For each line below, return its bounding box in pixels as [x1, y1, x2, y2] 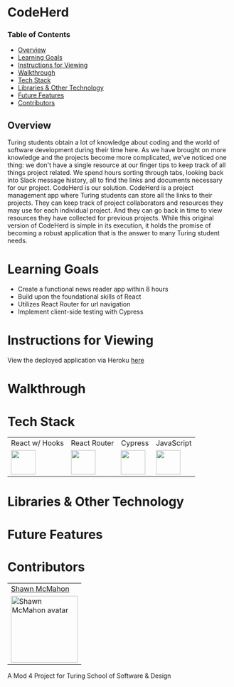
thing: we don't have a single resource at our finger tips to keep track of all [7, 161, 226, 169]
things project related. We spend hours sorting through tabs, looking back [7, 169, 224, 177]
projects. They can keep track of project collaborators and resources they [7, 198, 224, 207]
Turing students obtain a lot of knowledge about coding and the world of [7, 138, 220, 147]
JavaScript [155, 438, 192, 448]
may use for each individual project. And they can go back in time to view [7, 206, 223, 215]
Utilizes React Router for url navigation [17, 300, 131, 309]
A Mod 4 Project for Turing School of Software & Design [7, 671, 171, 680]
